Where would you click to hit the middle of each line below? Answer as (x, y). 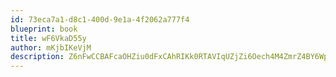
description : (37, 57)
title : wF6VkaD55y (48, 38)
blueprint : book (44, 29)
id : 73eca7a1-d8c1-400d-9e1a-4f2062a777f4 (100, 19)
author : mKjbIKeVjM (51, 47)
